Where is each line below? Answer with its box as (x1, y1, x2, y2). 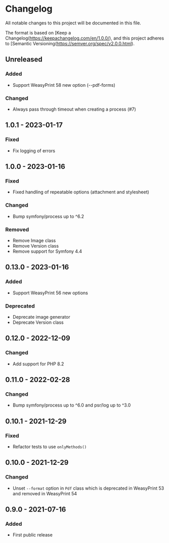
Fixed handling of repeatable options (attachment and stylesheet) (12, 189, 149, 195)
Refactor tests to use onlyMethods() (12, 444, 87, 450)
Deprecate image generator (12, 314, 70, 320)
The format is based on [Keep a (5, 29, 71, 36)
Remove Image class (12, 237, 56, 244)
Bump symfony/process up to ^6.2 (12, 213, 85, 219)
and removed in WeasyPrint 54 (12, 490, 77, 496)
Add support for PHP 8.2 (12, 361, 64, 367)
